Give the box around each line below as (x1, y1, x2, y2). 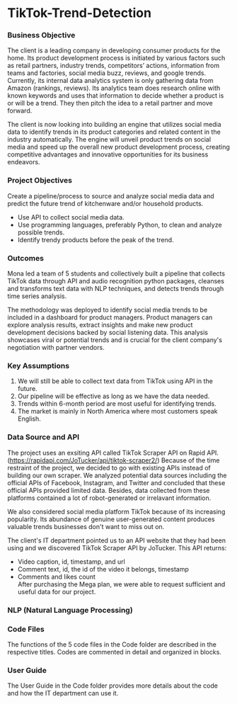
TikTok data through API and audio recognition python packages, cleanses (7, 277, 225, 285)
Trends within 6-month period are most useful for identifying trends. (17, 399, 217, 408)
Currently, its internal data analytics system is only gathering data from (7, 76, 214, 85)
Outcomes (7, 253, 45, 263)
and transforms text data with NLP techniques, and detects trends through (7, 285, 224, 293)
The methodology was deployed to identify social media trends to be (7, 306, 208, 314)
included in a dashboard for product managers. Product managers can (7, 313, 213, 322)
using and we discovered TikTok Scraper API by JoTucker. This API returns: (7, 543, 227, 552)
